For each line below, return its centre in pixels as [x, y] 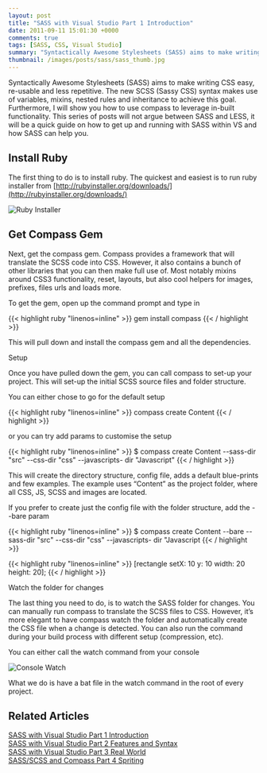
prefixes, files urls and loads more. [65, 288]
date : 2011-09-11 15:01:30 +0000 [64, 30]
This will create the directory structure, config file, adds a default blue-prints [133, 475]
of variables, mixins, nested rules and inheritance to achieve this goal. [122, 99]
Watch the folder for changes [56, 587]
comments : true [33, 38]
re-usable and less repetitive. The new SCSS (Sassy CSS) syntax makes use [133, 91]
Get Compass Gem [56, 235]
